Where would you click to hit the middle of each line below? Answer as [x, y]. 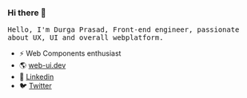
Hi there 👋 [27, 13]
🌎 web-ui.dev [42, 65]
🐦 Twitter [36, 86]
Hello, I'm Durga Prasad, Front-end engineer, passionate [124, 30]
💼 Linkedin [36, 77]
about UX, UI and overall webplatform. [86, 38]
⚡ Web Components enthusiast [70, 53]
